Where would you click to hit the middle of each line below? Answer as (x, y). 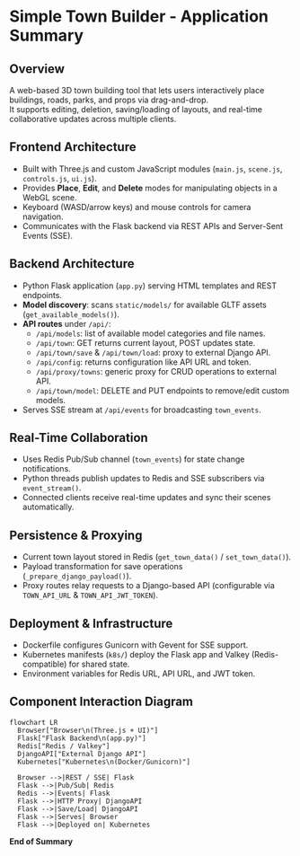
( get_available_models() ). (71, 314)
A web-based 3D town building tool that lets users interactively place (137, 90)
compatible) (44, 664)
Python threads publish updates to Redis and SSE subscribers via (143, 479)
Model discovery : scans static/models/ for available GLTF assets (144, 304)
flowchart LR (34, 722)
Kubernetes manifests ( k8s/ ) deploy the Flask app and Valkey (136, 655)
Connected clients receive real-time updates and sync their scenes (146, 498)
